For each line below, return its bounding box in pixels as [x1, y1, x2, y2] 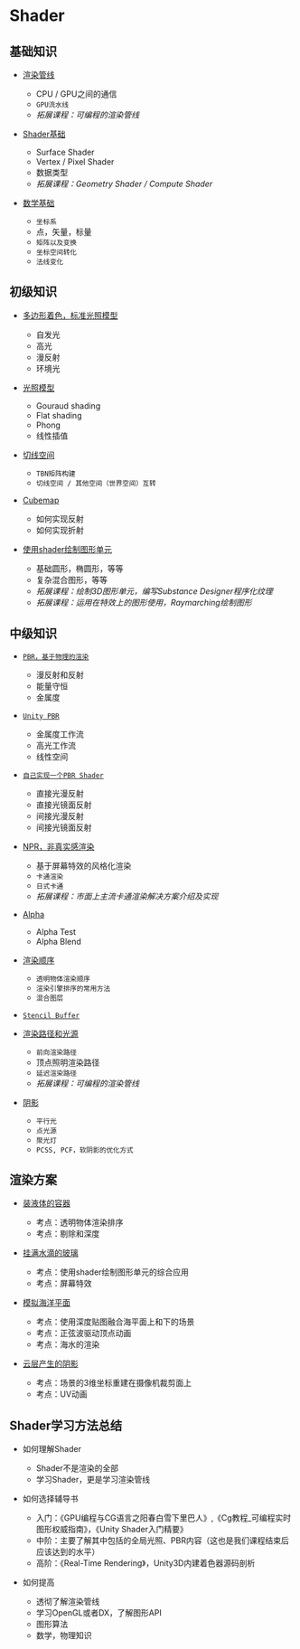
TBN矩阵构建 [35, 469, 76, 478]
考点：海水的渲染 [35, 1339, 100, 1350]
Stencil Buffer [22, 1011, 80, 1020]
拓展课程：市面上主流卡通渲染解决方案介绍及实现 [35, 890, 219, 901]
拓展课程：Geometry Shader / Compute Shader [35, 178, 213, 189]
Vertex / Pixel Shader [35, 156, 115, 167]
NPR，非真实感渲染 [22, 841, 95, 852]
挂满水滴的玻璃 [22, 1248, 79, 1258]
